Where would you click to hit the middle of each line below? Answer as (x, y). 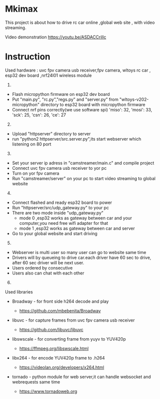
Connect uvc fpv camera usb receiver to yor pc (59, 168)
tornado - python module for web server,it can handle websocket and (81, 377)
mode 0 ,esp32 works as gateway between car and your (76, 218)
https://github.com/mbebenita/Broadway (60, 310)
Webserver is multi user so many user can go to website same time (79, 252)
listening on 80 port (32, 144)
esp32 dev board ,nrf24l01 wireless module (48, 75)
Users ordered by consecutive (42, 268)
